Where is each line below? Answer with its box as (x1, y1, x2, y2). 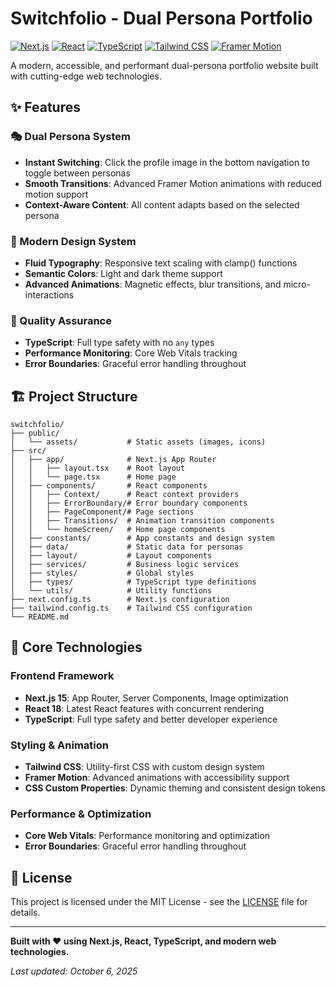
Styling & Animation (10, 738, 109, 752)
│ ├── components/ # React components (10, 481, 208, 491)
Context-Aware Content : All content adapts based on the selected (24, 198, 300, 211)
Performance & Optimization (10, 807, 152, 821)
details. (10, 907, 41, 919)
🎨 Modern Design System (10, 234, 137, 248)
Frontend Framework (10, 669, 115, 683)
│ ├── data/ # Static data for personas (10, 542, 244, 552)
